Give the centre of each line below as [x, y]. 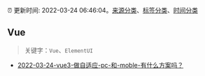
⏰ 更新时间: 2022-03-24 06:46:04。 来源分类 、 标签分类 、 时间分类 [102, 10]
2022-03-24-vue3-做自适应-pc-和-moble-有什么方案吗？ [100, 65]
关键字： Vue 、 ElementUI [58, 50]
